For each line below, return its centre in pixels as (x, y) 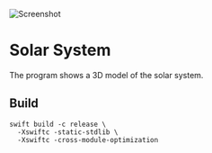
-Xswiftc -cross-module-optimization (88, 139)
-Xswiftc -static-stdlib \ (68, 132)
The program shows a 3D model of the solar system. (106, 75)
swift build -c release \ (57, 124)
